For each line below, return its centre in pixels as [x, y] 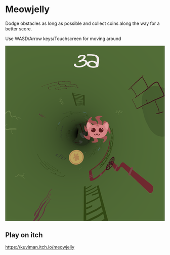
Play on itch [24, 235]
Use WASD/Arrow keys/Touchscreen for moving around [63, 39]
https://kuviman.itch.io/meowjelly [40, 247]
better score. [19, 28]
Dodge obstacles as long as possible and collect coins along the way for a [83, 23]
